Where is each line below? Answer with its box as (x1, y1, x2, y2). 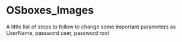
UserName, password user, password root (6, 29, 110, 36)
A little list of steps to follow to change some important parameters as (6, 23, 176, 30)
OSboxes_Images (6, 4, 94, 17)
